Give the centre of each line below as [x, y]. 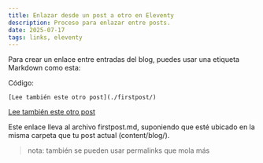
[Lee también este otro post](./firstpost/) [82, 98]
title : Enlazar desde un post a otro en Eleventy [91, 15]
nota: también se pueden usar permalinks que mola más [119, 150]
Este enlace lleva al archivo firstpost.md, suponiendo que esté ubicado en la [132, 127]
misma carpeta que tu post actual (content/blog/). [89, 136]
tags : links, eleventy [45, 37]
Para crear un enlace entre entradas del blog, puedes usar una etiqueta [124, 60]
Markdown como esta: [44, 68]
